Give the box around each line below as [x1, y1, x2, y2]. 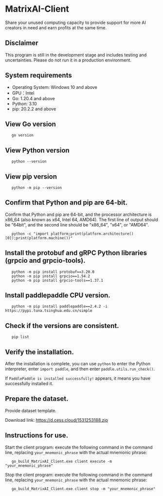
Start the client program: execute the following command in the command [5, 444, 153, 450]
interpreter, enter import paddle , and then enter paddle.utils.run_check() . [5, 366, 155, 372]
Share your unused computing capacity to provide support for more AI [5, 20, 146, 25]
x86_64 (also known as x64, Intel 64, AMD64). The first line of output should [5, 216, 158, 223]
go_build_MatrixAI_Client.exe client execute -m [11, 459, 112, 464]
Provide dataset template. [5, 408, 57, 413]
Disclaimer [5, 39, 38, 47]
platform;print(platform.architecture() [51, 231, 134, 236]
